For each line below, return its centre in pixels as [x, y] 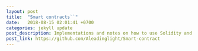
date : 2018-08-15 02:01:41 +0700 [50, 22]
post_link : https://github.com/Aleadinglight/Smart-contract [83, 39]
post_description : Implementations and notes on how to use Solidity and [99, 33]
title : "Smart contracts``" [42, 17]
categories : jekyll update [39, 28]
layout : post [22, 11]
